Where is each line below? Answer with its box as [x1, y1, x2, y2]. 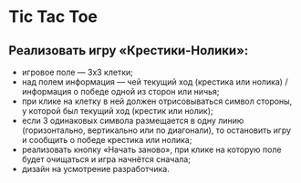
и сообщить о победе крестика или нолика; [21, 135, 192, 145]
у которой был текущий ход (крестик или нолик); [21, 106, 213, 116]
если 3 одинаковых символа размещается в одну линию [21, 116, 244, 126]
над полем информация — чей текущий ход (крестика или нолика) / [21, 76, 288, 87]
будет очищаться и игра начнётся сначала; [21, 154, 191, 165]
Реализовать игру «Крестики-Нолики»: [8, 43, 249, 58]
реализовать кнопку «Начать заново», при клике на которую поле [21, 144, 282, 155]
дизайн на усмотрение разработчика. [21, 164, 170, 174]
